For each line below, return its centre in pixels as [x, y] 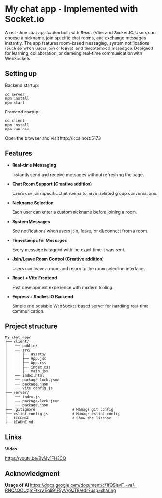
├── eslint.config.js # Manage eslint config [62, 414]
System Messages [31, 221]
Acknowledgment [32, 474]
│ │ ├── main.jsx [27, 371]
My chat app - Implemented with [72, 9]
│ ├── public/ [21, 346]
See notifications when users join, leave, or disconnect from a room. [80, 231]
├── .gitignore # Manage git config [59, 410]
